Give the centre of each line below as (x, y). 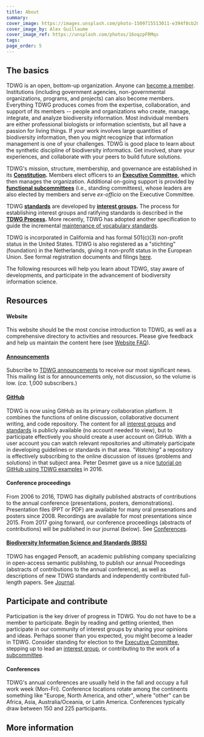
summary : (17, 18)
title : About (23, 12)
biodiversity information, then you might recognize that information (90, 137)
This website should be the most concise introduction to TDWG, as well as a (101, 330)
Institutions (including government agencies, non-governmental (86, 91)
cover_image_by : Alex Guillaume (47, 29)
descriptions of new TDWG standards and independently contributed (93, 576)
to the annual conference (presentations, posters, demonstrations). (90, 503)
